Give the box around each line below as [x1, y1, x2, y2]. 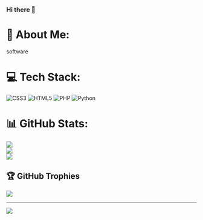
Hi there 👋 [6, 5, 36, 14]
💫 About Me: [6, 28, 70, 42]
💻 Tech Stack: [6, 70, 81, 84]
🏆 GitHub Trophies [6, 171, 80, 181]
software [6, 48, 28, 55]
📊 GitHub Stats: [6, 116, 89, 130]
